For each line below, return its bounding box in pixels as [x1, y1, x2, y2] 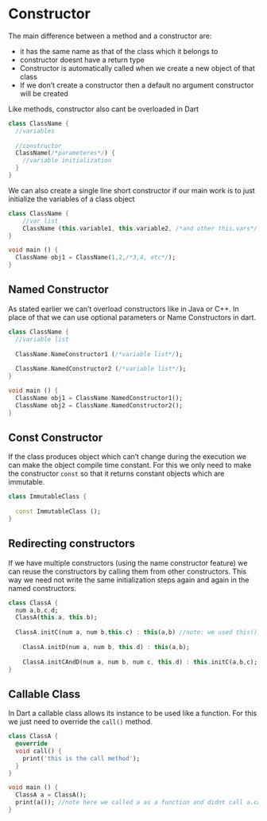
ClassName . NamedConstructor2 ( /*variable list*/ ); [15, 365, 187, 373]
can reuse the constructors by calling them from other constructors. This [8, 566, 247, 576]
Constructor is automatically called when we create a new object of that [19, 63, 256, 72]
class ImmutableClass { [8, 492, 87, 501]
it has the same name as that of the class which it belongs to [19, 46, 219, 56]
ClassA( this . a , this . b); [15, 613, 98, 621]
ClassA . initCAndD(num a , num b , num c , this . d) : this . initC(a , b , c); [22, 658, 258, 666]
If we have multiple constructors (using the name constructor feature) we [8, 558, 248, 567]
